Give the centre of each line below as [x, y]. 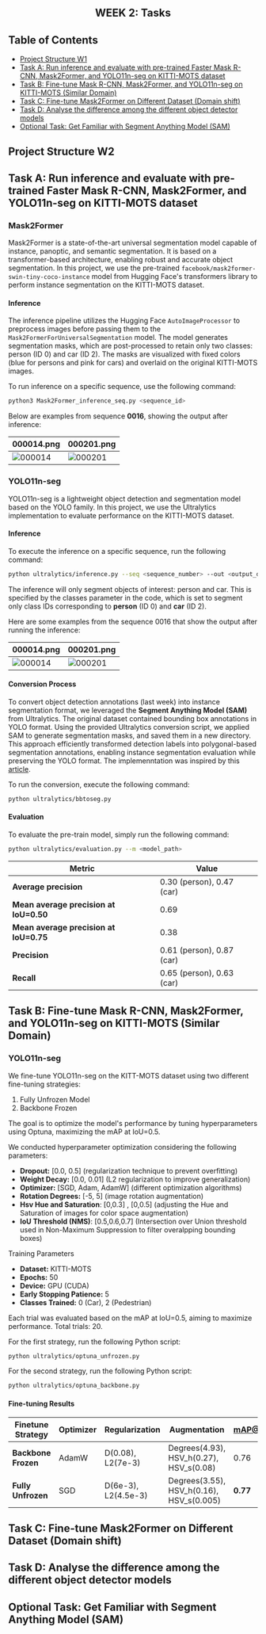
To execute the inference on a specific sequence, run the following [117, 551]
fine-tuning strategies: [45, 1084]
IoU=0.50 [30, 914]
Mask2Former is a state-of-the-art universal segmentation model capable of [133, 243]
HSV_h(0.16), [194, 1491]
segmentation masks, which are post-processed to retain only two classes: [131, 346]
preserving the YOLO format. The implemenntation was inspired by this [124, 761]
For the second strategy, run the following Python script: [100, 1371]
